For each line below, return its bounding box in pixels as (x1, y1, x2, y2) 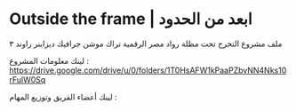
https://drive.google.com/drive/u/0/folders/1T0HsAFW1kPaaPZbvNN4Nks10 (9, 65, 287, 75)
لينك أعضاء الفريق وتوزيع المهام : (9, 91, 117, 102)
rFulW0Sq (9, 74, 46, 84)
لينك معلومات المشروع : (9, 55, 90, 66)
